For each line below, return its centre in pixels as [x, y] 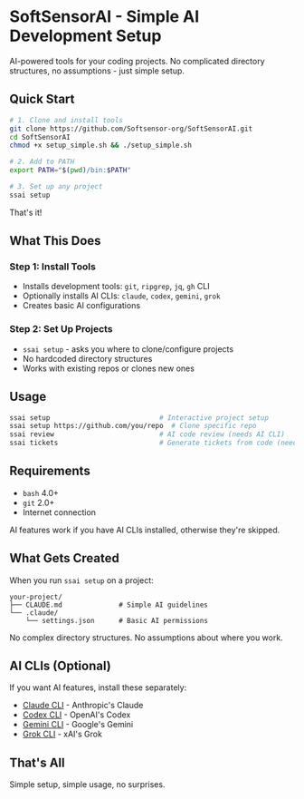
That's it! [26, 212]
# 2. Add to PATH [42, 162]
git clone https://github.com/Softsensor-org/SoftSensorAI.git [131, 129]
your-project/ [36, 597]
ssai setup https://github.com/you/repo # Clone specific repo [133, 426]
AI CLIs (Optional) [60, 666]
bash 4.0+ [40, 492]
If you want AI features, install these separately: [98, 687]
